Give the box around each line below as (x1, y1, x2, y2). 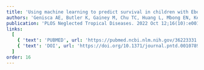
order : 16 (6, 54, 32, 60)
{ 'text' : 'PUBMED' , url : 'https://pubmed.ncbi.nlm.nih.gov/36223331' (17, 37, 200, 43)
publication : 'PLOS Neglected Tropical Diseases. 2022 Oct (6, 20, 159, 26)
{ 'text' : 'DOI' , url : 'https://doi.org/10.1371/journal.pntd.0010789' (17, 43, 202, 49)
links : (6, 26, 23, 32)
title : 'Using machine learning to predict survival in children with (6, 9, 189, 15)
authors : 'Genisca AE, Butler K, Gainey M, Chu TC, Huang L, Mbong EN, (6, 15, 191, 21)
